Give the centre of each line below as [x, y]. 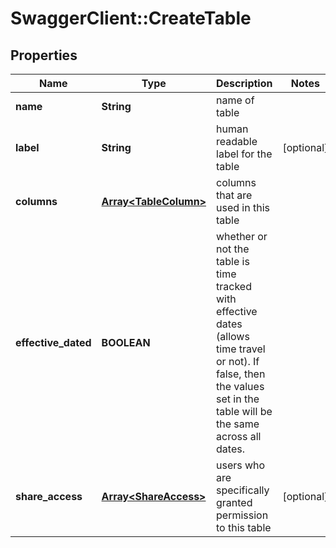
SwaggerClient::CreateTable [131, 18]
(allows [233, 336]
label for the [244, 154]
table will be [244, 411]
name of [235, 100]
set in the [238, 399]
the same [238, 424]
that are [234, 195]
